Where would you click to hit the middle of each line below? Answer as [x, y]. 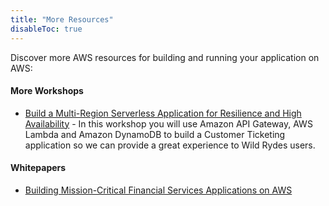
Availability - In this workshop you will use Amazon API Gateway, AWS [168, 123]
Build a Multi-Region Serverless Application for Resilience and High [163, 113]
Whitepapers [38, 168]
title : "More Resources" [62, 19]
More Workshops [47, 91]
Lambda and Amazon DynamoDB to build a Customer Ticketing [155, 134]
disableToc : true [46, 29]
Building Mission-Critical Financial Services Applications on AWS [158, 190]
